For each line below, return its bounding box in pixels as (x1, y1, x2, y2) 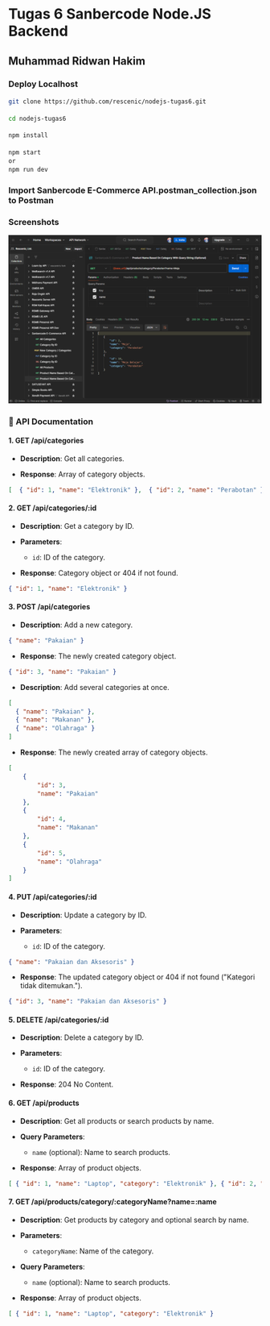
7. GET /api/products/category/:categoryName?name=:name (8, 1197, 217, 1207)
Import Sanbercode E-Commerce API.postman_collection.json (8, 185, 257, 196)
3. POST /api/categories (8, 602, 91, 612)
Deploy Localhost (8, 78, 79, 89)
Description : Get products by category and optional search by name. (19, 1215, 249, 1224)
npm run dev (8, 165, 48, 173)
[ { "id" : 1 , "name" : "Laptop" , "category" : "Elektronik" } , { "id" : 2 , (8, 1179, 257, 1187)
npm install (8, 131, 48, 139)
